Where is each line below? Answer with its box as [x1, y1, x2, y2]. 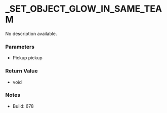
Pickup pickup [12, 55, 43, 61]
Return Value [5, 67, 38, 74]
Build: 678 [12, 103, 34, 109]
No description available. [5, 30, 57, 36]
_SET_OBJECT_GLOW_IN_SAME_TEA [5, 3, 162, 15]
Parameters [5, 43, 34, 50]
